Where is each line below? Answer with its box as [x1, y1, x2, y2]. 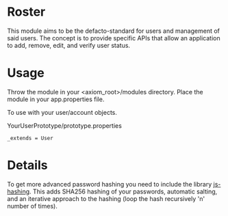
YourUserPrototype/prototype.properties [7, 121, 122, 130]
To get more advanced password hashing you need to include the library [7, 180, 212, 188]
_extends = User [7, 135, 53, 141]
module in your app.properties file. [7, 95, 105, 103]
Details [7, 158, 48, 173]
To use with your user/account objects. [7, 108, 118, 116]
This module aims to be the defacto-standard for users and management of [7, 27, 220, 35]
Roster [7, 4, 46, 20]
